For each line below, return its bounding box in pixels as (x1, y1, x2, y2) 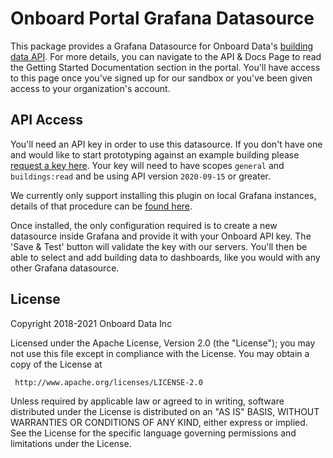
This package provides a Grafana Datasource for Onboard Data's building (10, 40, 314, 52)
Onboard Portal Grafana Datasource (10, 7, 315, 30)
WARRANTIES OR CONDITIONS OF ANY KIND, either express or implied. (10, 416, 308, 428)
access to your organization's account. (10, 82, 171, 94)
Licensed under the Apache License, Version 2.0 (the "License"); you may (10, 337, 316, 349)
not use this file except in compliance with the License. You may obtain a (10, 347, 310, 359)
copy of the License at (10, 358, 103, 370)
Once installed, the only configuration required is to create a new (10, 219, 278, 231)
